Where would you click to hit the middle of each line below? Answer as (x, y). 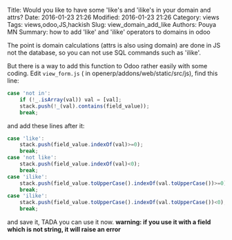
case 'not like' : (32, 158)
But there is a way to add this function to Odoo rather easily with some (107, 66)
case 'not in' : (29, 93)
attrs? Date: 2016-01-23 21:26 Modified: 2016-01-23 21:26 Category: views (113, 17)
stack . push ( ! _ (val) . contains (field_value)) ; (85, 106)
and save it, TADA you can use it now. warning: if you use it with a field (109, 222)
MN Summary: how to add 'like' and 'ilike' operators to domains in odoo (109, 32)
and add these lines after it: (46, 126)
